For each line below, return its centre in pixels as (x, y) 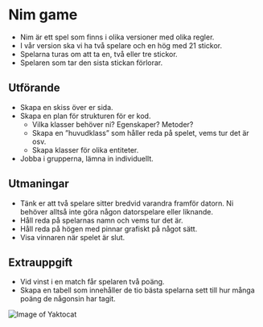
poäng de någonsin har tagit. (68, 299)
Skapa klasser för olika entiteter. (85, 149)
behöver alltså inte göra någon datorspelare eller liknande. (116, 211)
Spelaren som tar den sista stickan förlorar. (91, 63)
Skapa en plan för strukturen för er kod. (85, 116)
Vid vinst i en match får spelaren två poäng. (92, 282)
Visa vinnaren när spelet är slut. (72, 237)
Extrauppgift (41, 262)
